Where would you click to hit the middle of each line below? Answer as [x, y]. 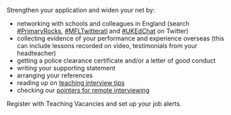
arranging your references [54, 75]
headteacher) [37, 53]
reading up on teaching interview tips [71, 83]
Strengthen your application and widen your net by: [81, 10]
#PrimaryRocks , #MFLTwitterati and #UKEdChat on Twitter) [103, 31]
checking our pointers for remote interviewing [83, 90]
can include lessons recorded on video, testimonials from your [107, 46]
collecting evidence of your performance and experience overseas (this [120, 38]
